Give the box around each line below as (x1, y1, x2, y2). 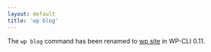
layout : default (7, 10, 55, 18)
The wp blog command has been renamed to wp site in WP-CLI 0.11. (7, 36, 205, 45)
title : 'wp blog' (7, 17, 59, 24)
